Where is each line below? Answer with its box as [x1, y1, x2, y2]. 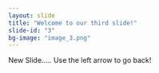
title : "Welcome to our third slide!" [8, 19, 137, 27]
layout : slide [8, 11, 56, 20]
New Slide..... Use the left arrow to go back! [8, 56, 152, 65]
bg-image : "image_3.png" [8, 33, 91, 42]
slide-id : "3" [8, 26, 56, 34]
